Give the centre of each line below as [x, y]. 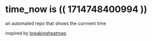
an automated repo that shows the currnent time [56, 23]
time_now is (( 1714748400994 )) [76, 9]
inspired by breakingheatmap [36, 33]
